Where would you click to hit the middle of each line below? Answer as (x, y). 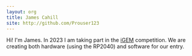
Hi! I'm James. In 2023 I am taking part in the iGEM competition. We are (96, 40)
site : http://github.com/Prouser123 (53, 23)
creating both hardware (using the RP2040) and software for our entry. (95, 46)
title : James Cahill (33, 17)
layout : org (21, 12)
